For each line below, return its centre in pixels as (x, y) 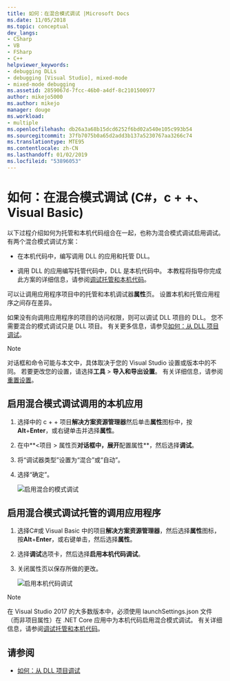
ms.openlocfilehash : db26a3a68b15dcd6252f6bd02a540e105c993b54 (100, 129)
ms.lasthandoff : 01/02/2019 (48, 155)
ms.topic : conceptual (38, 26)
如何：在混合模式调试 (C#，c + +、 (106, 197)
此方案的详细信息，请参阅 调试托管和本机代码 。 (83, 279)
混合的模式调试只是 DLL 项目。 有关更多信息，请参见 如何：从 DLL (112, 326)
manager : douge (29, 110)
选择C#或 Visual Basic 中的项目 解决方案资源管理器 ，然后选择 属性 (109, 531)
